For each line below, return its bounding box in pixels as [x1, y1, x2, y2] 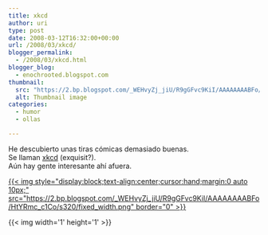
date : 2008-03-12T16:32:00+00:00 [8, 33, 120, 42]
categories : [8, 100, 48, 108]
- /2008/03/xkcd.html [15, 57, 88, 65]
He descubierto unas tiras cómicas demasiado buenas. [8, 144, 189, 154]
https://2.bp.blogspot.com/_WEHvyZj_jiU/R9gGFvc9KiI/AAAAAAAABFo [26, 193, 260, 203]
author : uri [8, 19, 48, 27]
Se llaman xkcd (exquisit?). [8, 152, 97, 162]
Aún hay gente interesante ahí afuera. [8, 161, 132, 170]
